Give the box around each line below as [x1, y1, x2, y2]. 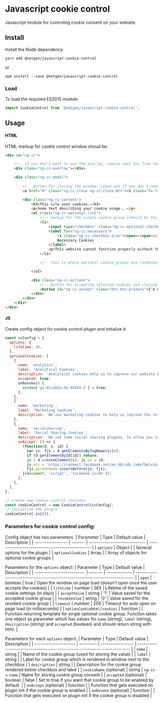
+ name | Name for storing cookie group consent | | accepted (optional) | [5, 672, 147, 678]
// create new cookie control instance [5, 498, 86, 503]
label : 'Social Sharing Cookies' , [17, 430, 88, 436]
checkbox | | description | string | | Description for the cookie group [5, 661, 142, 667]
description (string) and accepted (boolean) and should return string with [5, 621, 151, 627]
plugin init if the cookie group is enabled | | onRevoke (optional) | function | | [5, 687, 155, 693]
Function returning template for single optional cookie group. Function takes [5, 611, 157, 616]
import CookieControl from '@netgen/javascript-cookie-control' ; [5, 105, 140, 110]
